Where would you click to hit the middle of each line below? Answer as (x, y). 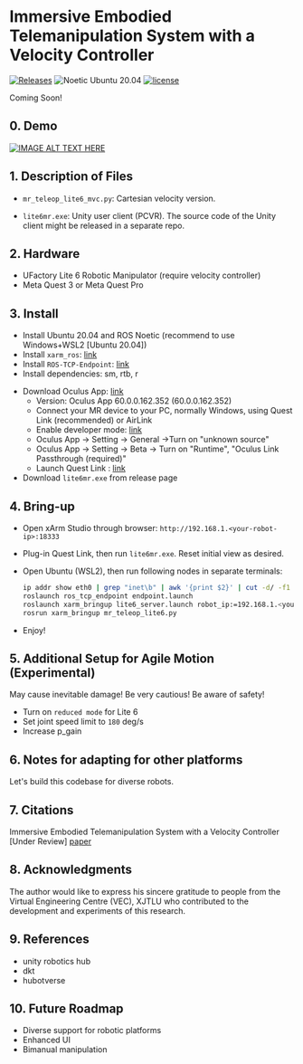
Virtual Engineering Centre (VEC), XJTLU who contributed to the (129, 901)
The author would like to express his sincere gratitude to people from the (145, 891)
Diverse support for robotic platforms (92, 1031)
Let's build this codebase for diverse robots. (92, 782)
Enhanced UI (46, 1040)
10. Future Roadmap (66, 1008)
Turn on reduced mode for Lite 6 (80, 712)
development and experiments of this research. (98, 910)
